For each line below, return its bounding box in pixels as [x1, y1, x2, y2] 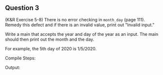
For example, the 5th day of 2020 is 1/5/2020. [5, 45, 97, 51]
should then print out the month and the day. [5, 36, 94, 42]
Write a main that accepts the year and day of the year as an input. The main [5, 31, 159, 37]
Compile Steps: [5, 55, 36, 61]
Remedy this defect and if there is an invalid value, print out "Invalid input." [5, 22, 155, 28]
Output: [5, 64, 20, 70]
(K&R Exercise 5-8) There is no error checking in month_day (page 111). [5, 16, 145, 22]
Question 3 [5, 4, 39, 12]
